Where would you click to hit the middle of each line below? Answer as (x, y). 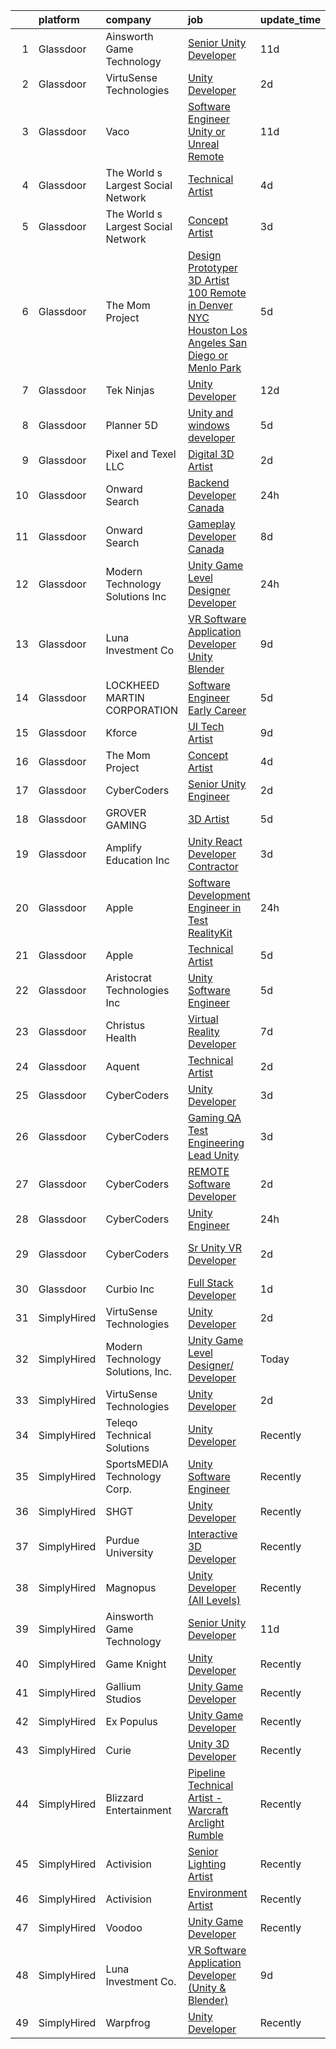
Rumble (205, 1835)
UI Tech (206, 726)
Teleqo (121, 1422)
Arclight (206, 1822)
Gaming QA (214, 1117)
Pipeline (206, 1772)
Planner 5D (131, 425)
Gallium (123, 1686)
